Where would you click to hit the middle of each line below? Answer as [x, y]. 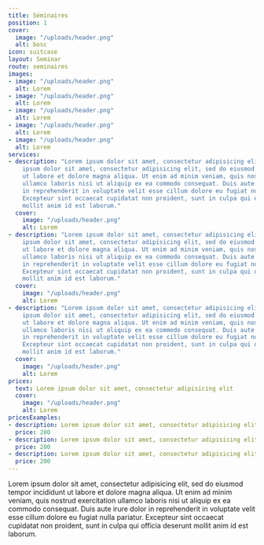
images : [21, 74]
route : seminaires [38, 67]
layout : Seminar [35, 60]
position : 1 [27, 23]
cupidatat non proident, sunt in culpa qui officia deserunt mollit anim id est [128, 525]
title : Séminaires [38, 15]
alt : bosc [31, 45]
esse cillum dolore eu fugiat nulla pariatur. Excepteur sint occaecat [116, 517]
